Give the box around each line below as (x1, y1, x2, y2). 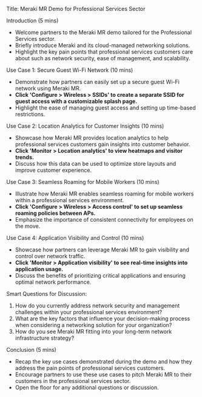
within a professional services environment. (15, 197, 124, 203)
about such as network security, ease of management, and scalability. (15, 55, 190, 61)
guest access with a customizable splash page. (15, 97, 138, 105)
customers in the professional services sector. (15, 378, 131, 384)
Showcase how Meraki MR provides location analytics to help (15, 134, 169, 141)
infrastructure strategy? (15, 334, 75, 342)
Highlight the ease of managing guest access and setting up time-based (15, 104, 196, 111)
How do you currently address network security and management (15, 302, 180, 309)
